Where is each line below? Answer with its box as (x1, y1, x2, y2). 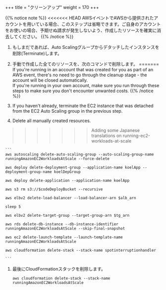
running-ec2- (122, 133, 150, 139)
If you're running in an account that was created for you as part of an (12, 67, 154, 72)
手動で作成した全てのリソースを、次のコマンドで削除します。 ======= (12, 61, 160, 67)
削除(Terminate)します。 (12, 50, 62, 56)
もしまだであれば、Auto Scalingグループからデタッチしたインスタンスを (12, 44, 160, 50)
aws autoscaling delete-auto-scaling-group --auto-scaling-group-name (5, 152, 154, 157)
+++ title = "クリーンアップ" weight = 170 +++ (5, 4, 99, 10)
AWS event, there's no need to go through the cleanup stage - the (12, 72, 147, 78)
